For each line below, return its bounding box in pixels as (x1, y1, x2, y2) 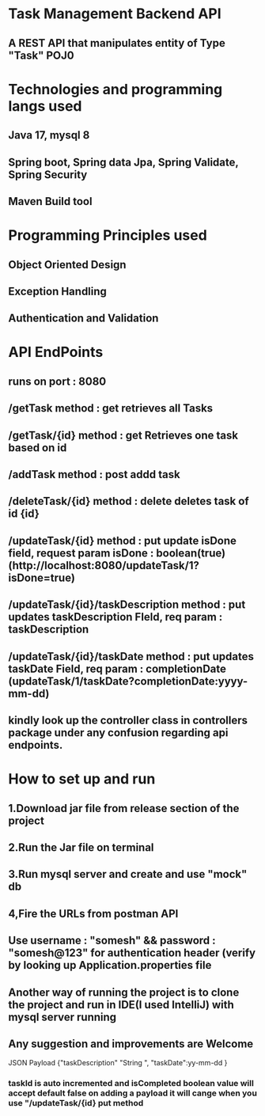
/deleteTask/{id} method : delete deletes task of (8, 495, 249, 508)
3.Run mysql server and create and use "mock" (8, 867, 248, 881)
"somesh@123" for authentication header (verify (8, 947, 256, 960)
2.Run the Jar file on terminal (8, 841, 154, 854)
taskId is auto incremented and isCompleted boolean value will (8, 1078, 255, 1089)
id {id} (8, 507, 40, 521)
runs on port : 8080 (8, 374, 107, 388)
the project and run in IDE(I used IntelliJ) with (8, 998, 235, 1012)
